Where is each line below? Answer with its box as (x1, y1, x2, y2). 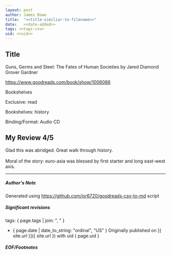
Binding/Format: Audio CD (5, 119, 60, 125)
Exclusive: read (5, 99, 37, 105)
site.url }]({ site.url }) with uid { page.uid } (12, 233, 100, 239)
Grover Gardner (5, 69, 38, 75)
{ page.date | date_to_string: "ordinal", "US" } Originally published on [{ (12, 227, 162, 233)
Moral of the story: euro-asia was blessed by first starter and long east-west (5, 158, 165, 164)
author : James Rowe (5, 12, 47, 17)
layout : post (5, 7, 33, 13)
